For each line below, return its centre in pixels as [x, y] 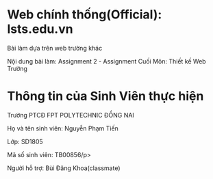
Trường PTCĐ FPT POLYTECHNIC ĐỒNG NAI [71, 115]
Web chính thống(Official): [85, 15]
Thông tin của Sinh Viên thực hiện [105, 96]
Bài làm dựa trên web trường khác [55, 48]
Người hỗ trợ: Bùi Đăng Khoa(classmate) [64, 168]
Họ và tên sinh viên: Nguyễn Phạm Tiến [63, 128]
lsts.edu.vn [40, 29]
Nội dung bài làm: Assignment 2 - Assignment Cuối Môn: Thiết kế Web [107, 61]
